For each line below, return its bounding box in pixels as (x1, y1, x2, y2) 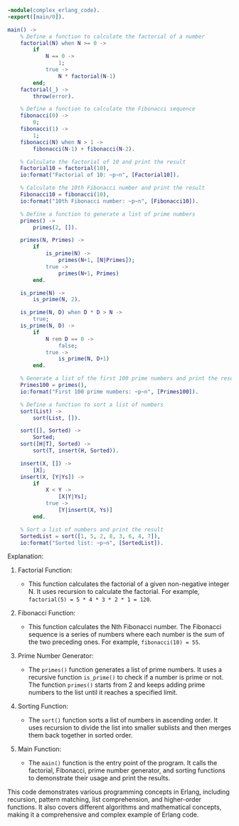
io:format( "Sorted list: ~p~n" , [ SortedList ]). (20, 539, 164, 546)
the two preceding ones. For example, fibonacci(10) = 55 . (28, 638, 201, 646)
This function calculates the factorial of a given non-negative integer (28, 580, 230, 588)
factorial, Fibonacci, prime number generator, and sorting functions (28, 766, 225, 775)
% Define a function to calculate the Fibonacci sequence (20, 106, 196, 113)
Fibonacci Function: (17, 609, 76, 618)
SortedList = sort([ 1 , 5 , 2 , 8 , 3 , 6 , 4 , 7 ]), (20, 533, 161, 540)
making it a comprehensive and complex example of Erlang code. (7, 810, 199, 819)
